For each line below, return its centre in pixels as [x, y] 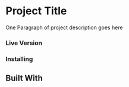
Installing [19, 59]
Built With [24, 78]
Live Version [24, 43]
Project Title [36, 11]
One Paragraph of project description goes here [64, 27]
